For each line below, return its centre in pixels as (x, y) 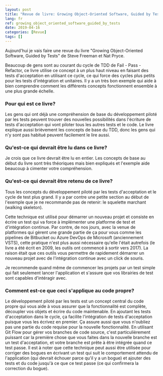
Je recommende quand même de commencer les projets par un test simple (80, 267)
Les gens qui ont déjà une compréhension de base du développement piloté (81, 114)
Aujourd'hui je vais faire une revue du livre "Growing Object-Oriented (74, 50)
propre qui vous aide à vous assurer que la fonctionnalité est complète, (76, 306)
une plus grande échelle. (30, 91)
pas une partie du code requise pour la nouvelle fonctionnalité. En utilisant (79, 327)
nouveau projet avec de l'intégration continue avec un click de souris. (74, 258)
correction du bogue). (27, 369)
